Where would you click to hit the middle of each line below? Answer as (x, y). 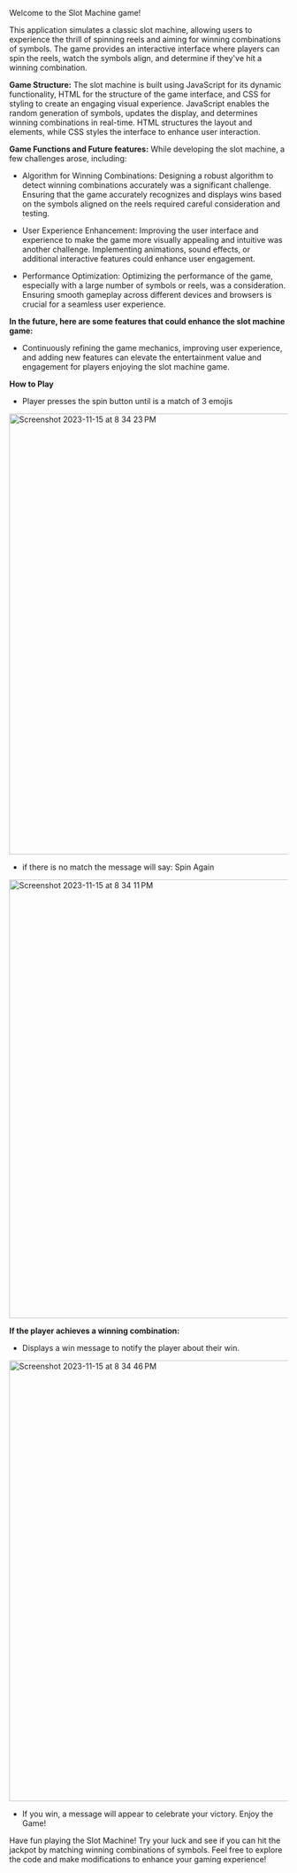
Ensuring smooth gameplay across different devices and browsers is (147, 295)
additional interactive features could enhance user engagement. (138, 259)
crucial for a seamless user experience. (94, 304)
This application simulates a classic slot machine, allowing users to (131, 30)
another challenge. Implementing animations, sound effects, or (136, 249)
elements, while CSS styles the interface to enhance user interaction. (135, 132)
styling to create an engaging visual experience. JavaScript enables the (139, 104)
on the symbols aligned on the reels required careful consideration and (151, 204)
